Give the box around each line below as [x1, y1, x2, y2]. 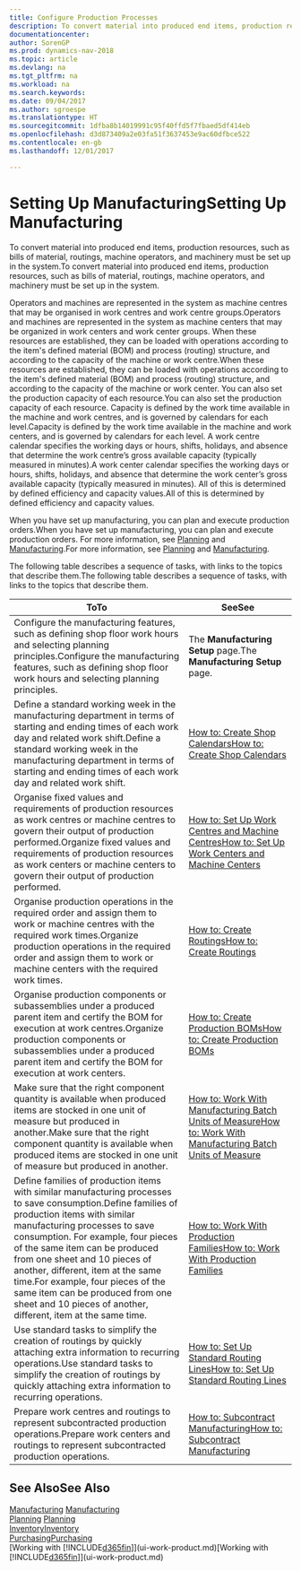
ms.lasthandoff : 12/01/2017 [9, 146, 115, 155]
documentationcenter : [9, 30, 90, 39]
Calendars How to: [188, 737, 264, 750]
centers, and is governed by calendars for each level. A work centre [9, 430, 260, 441]
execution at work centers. [13, 1066, 126, 1079]
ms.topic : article [9, 55, 78, 64]
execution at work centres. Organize [13, 1021, 164, 1034]
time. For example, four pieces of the [13, 1275, 166, 1288]
